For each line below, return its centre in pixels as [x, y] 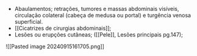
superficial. [29, 22]
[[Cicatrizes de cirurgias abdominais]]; [63, 28]
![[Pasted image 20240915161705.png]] [55, 46]
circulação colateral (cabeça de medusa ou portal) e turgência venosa [103, 15]
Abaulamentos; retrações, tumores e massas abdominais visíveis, [97, 9]
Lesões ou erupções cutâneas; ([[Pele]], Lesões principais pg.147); [99, 35]
